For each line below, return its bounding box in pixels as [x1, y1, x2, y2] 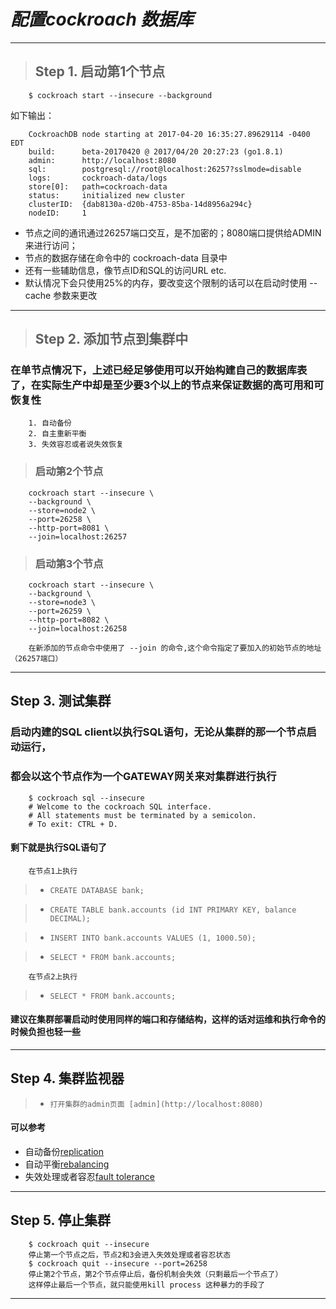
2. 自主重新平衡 [28, 429, 87, 439]
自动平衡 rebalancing [24, 1158, 110, 1170]
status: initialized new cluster [28, 190, 186, 200]
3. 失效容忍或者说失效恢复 [28, 440, 124, 450]
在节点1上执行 [28, 866, 78, 876]
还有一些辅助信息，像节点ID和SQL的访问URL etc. [24, 264, 227, 276]
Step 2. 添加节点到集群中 [34, 331, 189, 348]
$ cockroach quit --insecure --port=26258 [28, 1258, 208, 1269]
